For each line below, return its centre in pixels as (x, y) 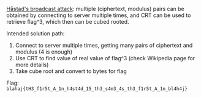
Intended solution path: (36, 33)
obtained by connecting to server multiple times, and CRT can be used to (99, 15)
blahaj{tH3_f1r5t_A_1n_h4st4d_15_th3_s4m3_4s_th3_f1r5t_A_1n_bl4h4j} (97, 89)
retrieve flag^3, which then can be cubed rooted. (68, 22)
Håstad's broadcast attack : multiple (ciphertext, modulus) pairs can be (96, 9)
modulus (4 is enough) (44, 52)
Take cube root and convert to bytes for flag (71, 71)
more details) (32, 65)
